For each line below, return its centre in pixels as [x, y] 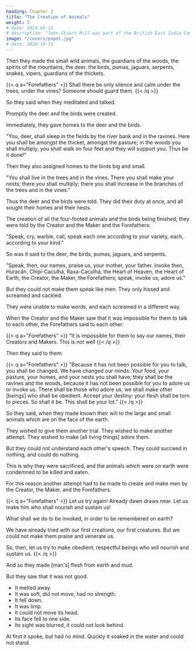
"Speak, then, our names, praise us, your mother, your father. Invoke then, [95, 265]
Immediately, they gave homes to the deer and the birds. [74, 125]
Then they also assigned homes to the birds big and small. [76, 166]
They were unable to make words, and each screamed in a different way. [93, 306]
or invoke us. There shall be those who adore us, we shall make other [89, 389]
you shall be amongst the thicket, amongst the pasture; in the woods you [93, 142]
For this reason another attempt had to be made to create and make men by [97, 483]
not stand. [18, 642]
